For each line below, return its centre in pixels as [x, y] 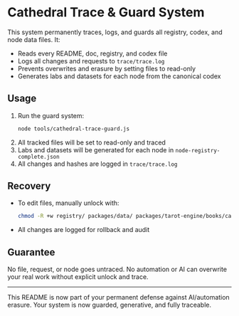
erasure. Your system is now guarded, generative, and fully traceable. [110, 305]
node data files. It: [34, 39]
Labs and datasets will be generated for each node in [96, 149]
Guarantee [31, 252]
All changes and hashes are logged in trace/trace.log [97, 164]
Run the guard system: [51, 115]
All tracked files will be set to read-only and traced [91, 142]
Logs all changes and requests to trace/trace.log [91, 60]
